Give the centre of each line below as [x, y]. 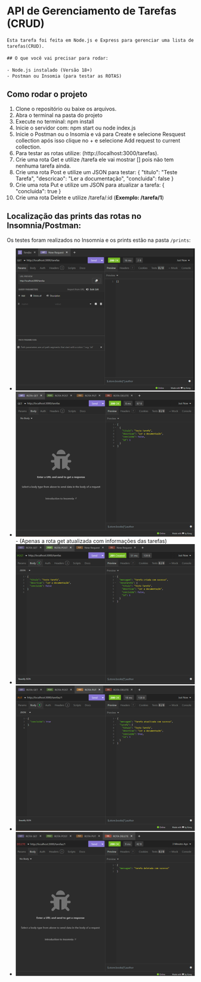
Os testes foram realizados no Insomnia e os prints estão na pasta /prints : [99, 240]
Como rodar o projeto [47, 95]
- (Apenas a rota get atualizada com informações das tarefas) [91, 541]
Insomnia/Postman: [44, 226]
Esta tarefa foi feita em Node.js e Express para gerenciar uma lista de [101, 40]
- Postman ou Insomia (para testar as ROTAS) [64, 76]
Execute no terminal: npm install [55, 121]
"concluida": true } [38, 191]
